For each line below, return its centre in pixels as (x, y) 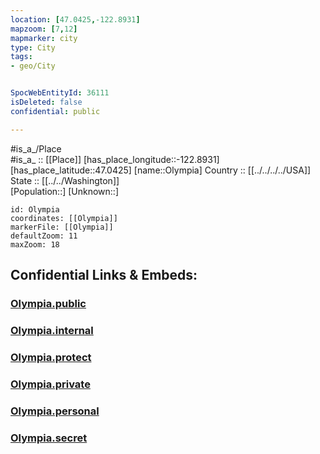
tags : (21, 57)
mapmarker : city (44, 38)
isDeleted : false (46, 102)
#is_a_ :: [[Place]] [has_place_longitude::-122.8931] (115, 159)
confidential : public (55, 111)
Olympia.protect (51, 357)
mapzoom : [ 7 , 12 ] (44, 29)
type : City (33, 47)
